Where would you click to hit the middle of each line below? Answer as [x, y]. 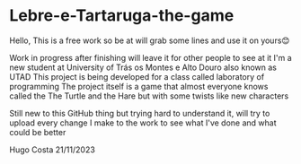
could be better [38, 132]
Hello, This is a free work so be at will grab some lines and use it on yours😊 [150, 40]
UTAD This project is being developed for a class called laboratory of [137, 76]
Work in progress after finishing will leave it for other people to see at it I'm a [150, 57]
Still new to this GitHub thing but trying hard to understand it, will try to [140, 113]
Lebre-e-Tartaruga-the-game [122, 16]
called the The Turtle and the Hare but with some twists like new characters [149, 96]
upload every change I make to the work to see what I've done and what [143, 123]
